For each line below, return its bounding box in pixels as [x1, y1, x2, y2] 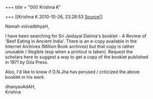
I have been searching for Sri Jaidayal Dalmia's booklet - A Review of [5, 33, 147, 39]
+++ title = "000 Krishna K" [5, 4, 61, 10]
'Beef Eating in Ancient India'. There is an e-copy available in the [5, 38, 137, 44]
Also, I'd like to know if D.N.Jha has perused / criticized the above [5, 69, 140, 75]
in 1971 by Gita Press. [5, 59, 49, 65]
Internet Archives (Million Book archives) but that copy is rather [5, 44, 135, 49]
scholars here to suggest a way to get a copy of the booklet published [5, 54, 149, 60]
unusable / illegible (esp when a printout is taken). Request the [5, 49, 133, 54]
